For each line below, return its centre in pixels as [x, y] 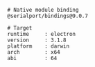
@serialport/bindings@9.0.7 [48, 16]
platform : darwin [38, 46]
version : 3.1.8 [37, 40]
